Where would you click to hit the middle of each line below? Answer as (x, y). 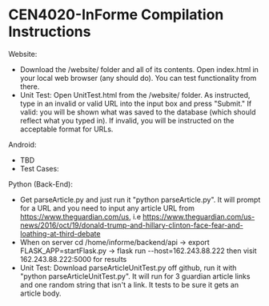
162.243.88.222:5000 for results (73, 259)
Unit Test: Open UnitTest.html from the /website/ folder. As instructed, (135, 95)
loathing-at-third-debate (60, 233)
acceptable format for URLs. (66, 129)
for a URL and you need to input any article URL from (107, 208)
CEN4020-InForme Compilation (116, 15)
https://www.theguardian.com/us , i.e (80, 216)
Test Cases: (39, 168)
